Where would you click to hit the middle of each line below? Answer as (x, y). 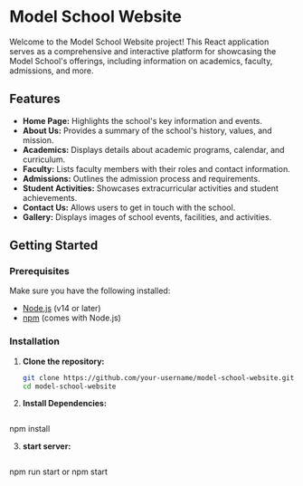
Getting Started (54, 246)
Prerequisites (39, 272)
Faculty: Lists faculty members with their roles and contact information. (156, 168)
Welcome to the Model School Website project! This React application (139, 42)
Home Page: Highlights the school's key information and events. (142, 120)
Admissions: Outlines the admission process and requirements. (141, 178)
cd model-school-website (69, 386)
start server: (47, 446)
